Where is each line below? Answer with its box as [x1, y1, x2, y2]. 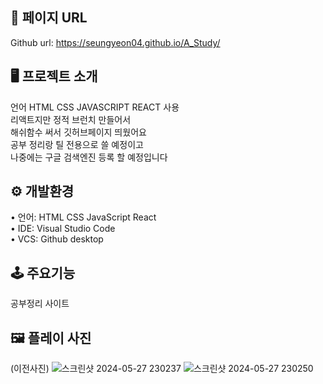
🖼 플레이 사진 [10, 329, 92, 347]
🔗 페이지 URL [10, 9, 88, 27]
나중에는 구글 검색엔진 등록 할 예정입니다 [10, 151, 168, 163]
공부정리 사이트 [10, 298, 70, 310]
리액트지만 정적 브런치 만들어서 [10, 113, 132, 125]
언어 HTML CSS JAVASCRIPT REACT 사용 [10, 101, 180, 113]
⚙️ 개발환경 [10, 183, 75, 200]
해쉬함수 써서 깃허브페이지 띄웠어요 [10, 126, 147, 138]
